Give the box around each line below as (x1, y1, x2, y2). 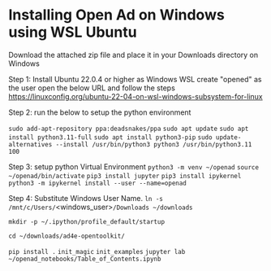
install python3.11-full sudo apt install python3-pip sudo (8, 133, 213, 142)
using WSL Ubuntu (8, 23, 137, 42)
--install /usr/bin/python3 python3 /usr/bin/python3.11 (55, 140, 252, 148)
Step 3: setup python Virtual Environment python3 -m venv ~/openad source (8, 161, 260, 172)
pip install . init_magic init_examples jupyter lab (8, 247, 186, 256)
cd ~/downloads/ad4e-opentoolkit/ (8, 232, 126, 240)
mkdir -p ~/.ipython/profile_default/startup (8, 217, 165, 225)
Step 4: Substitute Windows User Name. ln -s (8, 193, 164, 203)
